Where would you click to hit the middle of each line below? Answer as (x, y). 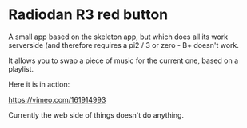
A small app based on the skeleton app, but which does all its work (118, 37)
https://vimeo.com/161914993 (57, 99)
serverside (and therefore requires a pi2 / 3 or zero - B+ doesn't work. (124, 45)
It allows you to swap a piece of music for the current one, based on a (124, 60)
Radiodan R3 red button (88, 15)
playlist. (21, 68)
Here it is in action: (39, 84)
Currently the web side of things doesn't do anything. (96, 115)
